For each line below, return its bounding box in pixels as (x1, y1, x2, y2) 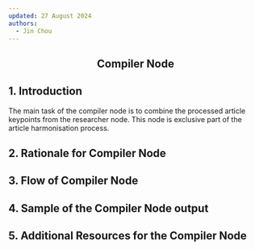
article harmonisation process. (8, 123, 110, 133)
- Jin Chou (15, 27, 52, 35)
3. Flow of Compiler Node (8, 174, 139, 188)
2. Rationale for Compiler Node (8, 146, 167, 160)
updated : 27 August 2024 (8, 11, 92, 20)
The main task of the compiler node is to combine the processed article (8, 106, 246, 116)
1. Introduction (8, 84, 82, 98)
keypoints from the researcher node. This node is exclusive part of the (8, 114, 242, 124)
